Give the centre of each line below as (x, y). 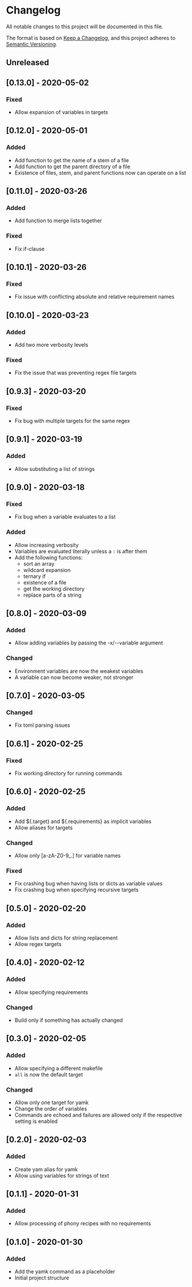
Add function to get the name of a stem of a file (72, 160)
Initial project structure (42, 1278)
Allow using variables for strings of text (62, 1175)
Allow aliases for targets (44, 827)
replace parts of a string (52, 595)
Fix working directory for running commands (68, 773)
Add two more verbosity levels (52, 345)
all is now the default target (49, 1074)
